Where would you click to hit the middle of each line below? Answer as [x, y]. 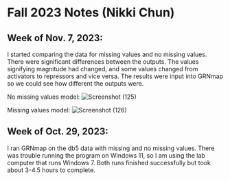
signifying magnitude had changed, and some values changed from [103, 69]
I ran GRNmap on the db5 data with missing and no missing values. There [111, 148]
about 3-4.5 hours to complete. [51, 170]
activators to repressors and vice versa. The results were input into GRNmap [115, 76]
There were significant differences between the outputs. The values [103, 62]
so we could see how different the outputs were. [76, 83]
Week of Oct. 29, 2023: [58, 132]
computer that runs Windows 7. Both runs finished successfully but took [109, 162]
